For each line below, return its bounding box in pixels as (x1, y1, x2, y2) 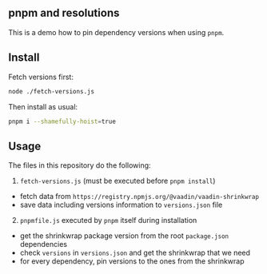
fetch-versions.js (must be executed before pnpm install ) (19, 176, 216, 186)
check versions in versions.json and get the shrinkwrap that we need (19, 248, 250, 258)
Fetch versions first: (8, 72, 74, 81)
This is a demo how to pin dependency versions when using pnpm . (8, 27, 225, 37)
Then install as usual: (8, 101, 78, 111)
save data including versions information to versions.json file (19, 200, 223, 210)
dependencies (19, 240, 68, 249)
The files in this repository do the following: (8, 161, 151, 170)
